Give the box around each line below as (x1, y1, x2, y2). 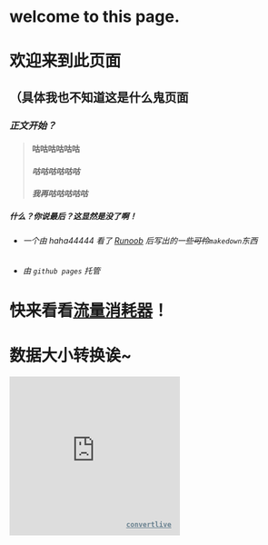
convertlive (125, 520, 172, 530)
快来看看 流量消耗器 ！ (9, 301, 170, 322)
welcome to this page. (9, 6, 180, 27)
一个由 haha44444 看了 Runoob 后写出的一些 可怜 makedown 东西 (22, 235, 258, 246)
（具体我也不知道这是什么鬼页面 (9, 89, 189, 105)
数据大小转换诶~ (9, 345, 133, 366)
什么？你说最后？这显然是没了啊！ (9, 211, 137, 222)
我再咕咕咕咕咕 (31, 188, 88, 199)
